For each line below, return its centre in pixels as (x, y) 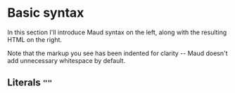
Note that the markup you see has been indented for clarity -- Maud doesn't (118, 53)
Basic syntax (46, 13)
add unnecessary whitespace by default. (66, 60)
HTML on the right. (34, 39)
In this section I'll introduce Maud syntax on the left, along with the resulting (117, 32)
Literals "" (30, 83)
